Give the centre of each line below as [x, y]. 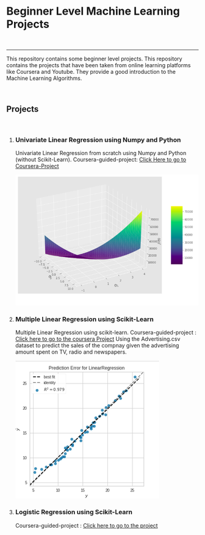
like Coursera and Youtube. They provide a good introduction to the [91, 71]
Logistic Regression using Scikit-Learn [74, 512]
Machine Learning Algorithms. [44, 78]
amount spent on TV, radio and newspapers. [71, 352]
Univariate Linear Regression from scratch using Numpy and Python [101, 153]
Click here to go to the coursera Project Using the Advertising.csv [98, 339]
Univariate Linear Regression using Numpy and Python [98, 140]
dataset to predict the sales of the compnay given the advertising [97, 346]
